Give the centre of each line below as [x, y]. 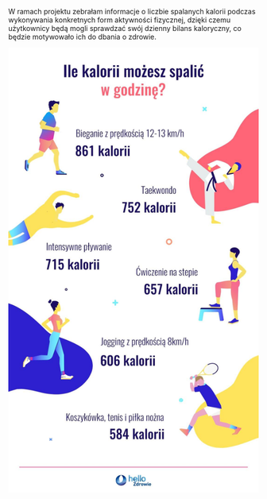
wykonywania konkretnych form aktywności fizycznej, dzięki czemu [120, 20]
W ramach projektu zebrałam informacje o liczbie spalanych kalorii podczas [132, 12]
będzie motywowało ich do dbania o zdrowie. [83, 37]
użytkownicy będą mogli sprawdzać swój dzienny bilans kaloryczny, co [125, 28]
